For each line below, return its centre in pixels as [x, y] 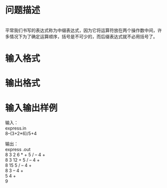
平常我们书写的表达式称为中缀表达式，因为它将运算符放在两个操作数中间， [81, 30]
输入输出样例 [32, 108]
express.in [16, 128]
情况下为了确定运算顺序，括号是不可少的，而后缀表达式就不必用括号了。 [83, 36]
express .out [18, 150]
